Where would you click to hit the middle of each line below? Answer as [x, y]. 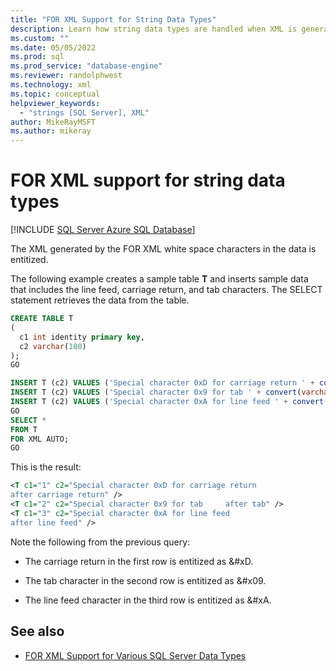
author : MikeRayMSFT [53, 122]
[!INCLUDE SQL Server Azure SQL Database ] [103, 230]
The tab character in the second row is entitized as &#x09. [145, 580]
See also [37, 631]
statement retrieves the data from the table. [100, 300]
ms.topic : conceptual [55, 94]
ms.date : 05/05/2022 [53, 47]
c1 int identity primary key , [82, 337]
